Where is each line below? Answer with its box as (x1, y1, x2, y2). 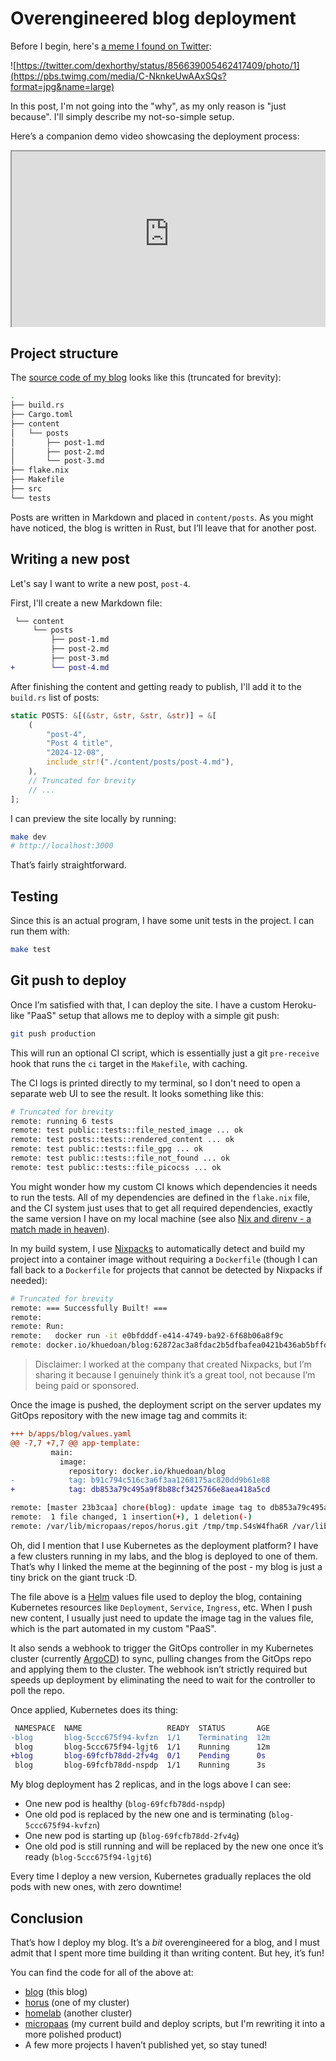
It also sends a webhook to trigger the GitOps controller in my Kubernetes (10, 1642, 314, 1654)
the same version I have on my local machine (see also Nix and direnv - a (10, 1212, 312, 1224)
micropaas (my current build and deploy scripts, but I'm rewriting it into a (24, 2018, 326, 2029)
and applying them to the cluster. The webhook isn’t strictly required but (10, 1663, 308, 1675)
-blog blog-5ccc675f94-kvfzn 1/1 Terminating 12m (10, 1732, 271, 1742)
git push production (10, 1028, 97, 1039)
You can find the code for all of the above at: (10, 1967, 194, 1978)
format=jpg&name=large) (10, 80, 115, 92)
